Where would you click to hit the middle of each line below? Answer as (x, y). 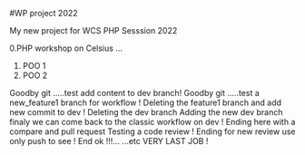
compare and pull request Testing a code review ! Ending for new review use (152, 131)
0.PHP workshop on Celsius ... (66, 48)
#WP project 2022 (44, 13)
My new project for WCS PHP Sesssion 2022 (93, 30)
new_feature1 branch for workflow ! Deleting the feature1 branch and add (146, 102)
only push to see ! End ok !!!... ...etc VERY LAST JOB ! (109, 141)
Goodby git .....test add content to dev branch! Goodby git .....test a (135, 93)
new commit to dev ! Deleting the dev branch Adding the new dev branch (146, 112)
